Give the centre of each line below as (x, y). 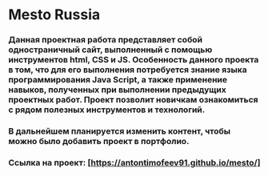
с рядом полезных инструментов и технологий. (107, 110)
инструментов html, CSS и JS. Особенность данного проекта (134, 60)
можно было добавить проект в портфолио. (99, 142)
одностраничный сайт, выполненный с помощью (110, 50)
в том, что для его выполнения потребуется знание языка (128, 70)
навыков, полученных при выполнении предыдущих (117, 90)
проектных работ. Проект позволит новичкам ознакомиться (133, 100)
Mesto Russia (54, 15)
